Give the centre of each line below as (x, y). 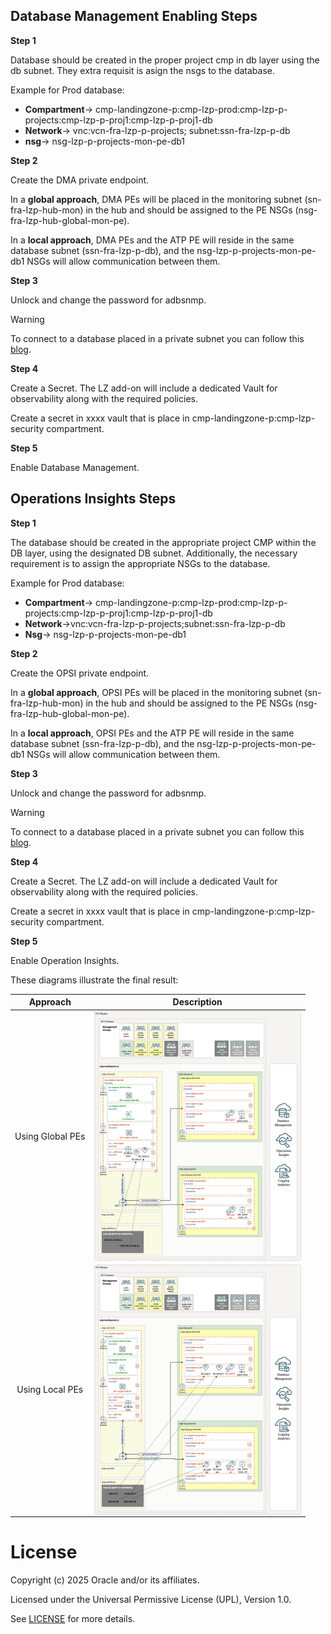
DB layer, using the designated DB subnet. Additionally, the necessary (154, 553)
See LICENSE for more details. (73, 1619)
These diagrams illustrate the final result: (94, 980)
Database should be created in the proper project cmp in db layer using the (165, 60)
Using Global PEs (50, 1136)
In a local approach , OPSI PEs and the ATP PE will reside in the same (152, 733)
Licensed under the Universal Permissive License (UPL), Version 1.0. (151, 1600)
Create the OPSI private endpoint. (80, 673)
